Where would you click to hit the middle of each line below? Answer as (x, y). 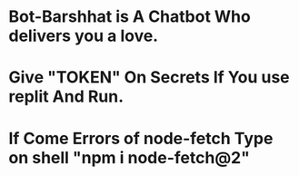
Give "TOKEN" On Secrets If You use (149, 78)
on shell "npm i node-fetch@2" (130, 157)
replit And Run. (66, 97)
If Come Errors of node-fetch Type (141, 138)
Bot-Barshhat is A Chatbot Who (130, 17)
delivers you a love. (84, 36)
